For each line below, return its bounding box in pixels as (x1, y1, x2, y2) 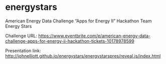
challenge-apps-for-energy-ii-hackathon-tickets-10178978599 (5, 38, 134, 44)
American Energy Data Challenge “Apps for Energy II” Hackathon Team (5, 18, 152, 24)
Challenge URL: (5, 33, 38, 39)
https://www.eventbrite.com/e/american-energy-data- (38, 33, 151, 39)
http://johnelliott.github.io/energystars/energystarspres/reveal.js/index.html (5, 53, 161, 59)
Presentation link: (5, 48, 41, 54)
